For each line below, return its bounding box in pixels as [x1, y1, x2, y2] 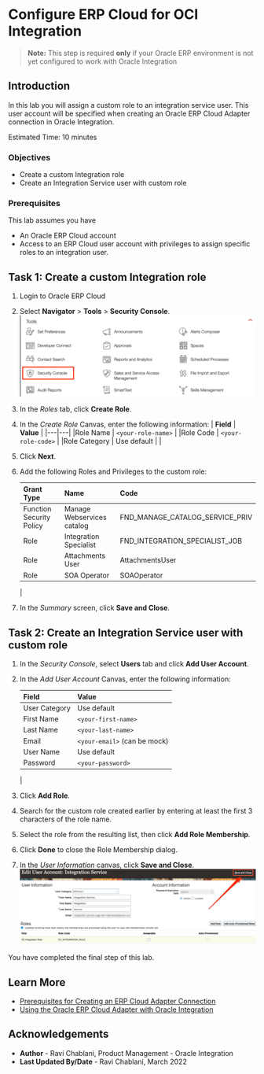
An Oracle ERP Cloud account [19, 231, 116, 241]
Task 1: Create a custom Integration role [8, 270, 207, 284]
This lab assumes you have [8, 216, 97, 225]
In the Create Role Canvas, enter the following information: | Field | [19, 419, 236, 430]
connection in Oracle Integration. [8, 116, 115, 127]
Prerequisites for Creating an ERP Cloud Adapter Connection [19, 997, 216, 1006]
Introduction [8, 79, 71, 93]
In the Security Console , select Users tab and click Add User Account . [19, 659, 249, 669]
